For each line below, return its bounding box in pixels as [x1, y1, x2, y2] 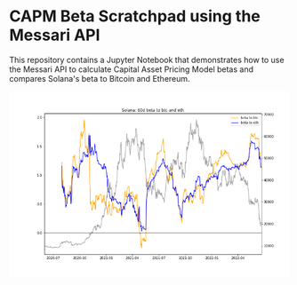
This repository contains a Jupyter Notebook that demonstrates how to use [9, 54, 285, 65]
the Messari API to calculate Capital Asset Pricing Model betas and [9, 64, 253, 75]
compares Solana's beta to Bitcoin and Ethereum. [9, 73, 190, 83]
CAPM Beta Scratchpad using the [9, 6, 261, 27]
